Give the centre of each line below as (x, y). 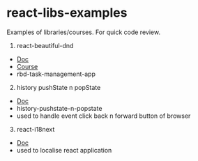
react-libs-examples (67, 13)
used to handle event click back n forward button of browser (104, 116)
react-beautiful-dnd (45, 45)
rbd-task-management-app (56, 74)
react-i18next (36, 129)
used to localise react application (64, 150)
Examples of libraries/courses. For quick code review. (84, 32)
